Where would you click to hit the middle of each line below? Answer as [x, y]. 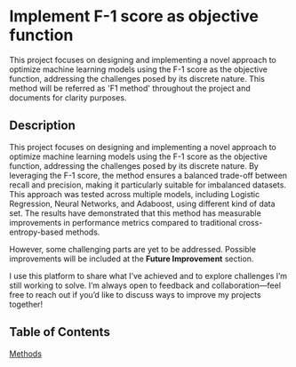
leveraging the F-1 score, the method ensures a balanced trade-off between [148, 175]
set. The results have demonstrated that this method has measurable [136, 213]
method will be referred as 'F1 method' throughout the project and [130, 88]
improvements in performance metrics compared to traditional [123, 222]
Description [42, 126]
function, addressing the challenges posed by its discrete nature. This [137, 78]
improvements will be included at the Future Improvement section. [132, 259]
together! [26, 304]
